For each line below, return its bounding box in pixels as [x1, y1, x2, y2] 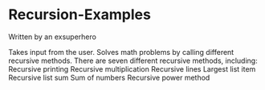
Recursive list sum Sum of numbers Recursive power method [8, 72, 210, 82]
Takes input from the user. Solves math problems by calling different [8, 47, 234, 57]
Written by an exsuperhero [8, 32, 96, 41]
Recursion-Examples [8, 6, 151, 24]
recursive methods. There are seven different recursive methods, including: [8, 56, 259, 65]
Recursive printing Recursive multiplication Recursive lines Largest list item [8, 64, 256, 73]
